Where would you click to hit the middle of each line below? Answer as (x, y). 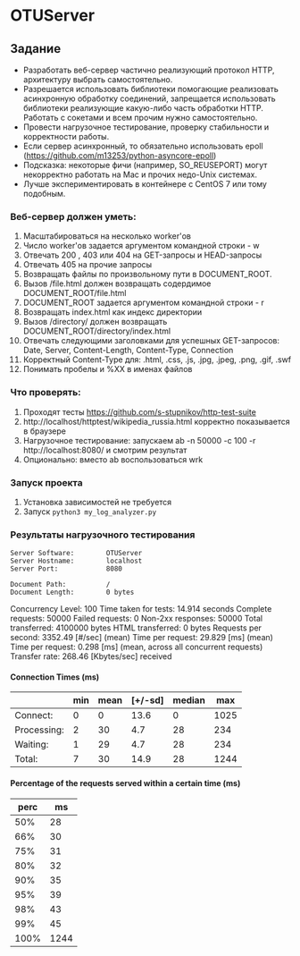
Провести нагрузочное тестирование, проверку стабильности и (146, 127)
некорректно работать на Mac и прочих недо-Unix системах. (140, 174)
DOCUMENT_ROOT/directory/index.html (97, 331)
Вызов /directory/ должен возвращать (95, 322)
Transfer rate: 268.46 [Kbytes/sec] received (91, 656)
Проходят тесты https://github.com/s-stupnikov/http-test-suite (140, 411)
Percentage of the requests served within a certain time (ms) (125, 783)
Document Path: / (60, 585)
